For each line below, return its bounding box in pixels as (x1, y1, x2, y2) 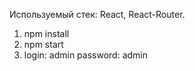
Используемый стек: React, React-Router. (9, 9, 186, 20)
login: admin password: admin (23, 49, 148, 61)
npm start (23, 39, 64, 50)
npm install (23, 28, 70, 39)
